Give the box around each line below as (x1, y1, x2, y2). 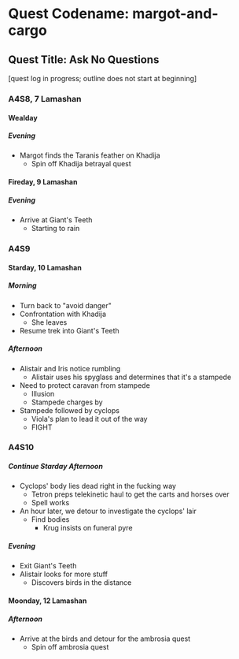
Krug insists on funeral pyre (42, 523, 133, 533)
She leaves (31, 317, 68, 327)
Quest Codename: (8, 5, 130, 23)
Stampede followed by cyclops (19, 405, 120, 415)
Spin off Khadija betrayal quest (31, 159, 131, 169)
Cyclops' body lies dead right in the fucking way (19, 482, 177, 491)
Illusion (31, 389, 55, 398)
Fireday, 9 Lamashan (8, 177, 78, 187)
